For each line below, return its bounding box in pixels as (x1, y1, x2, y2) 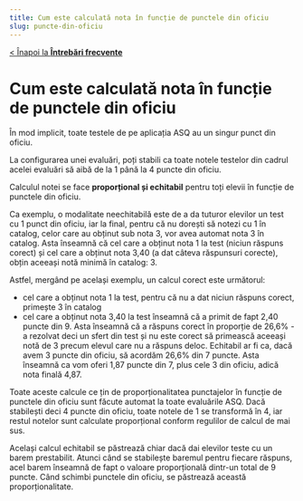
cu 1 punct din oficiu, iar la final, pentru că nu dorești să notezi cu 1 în (9, 218, 267, 229)
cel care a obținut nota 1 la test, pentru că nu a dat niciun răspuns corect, (22, 292, 295, 303)
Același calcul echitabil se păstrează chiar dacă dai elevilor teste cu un (9, 443, 273, 454)
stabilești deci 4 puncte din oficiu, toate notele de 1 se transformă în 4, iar (9, 406, 283, 417)
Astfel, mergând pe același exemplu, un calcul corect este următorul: (9, 275, 266, 285)
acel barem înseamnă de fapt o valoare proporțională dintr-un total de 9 (9, 462, 277, 473)
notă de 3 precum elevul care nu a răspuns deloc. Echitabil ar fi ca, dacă (22, 341, 293, 352)
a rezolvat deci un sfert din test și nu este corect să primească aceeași (22, 331, 287, 342)
